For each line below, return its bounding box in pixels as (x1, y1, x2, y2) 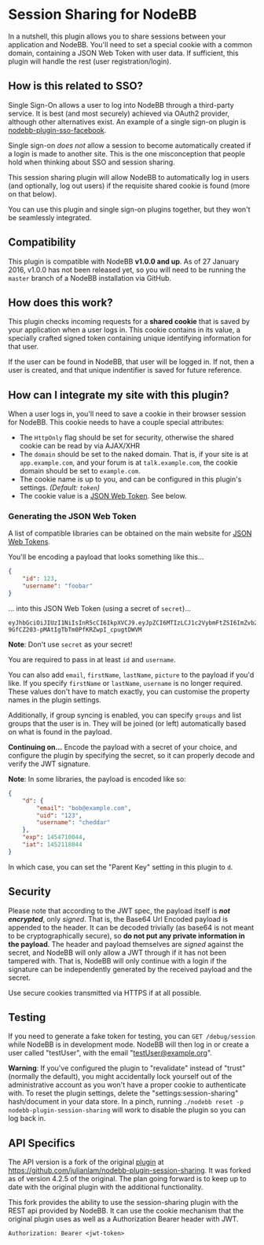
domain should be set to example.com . (19, 466, 141, 476)
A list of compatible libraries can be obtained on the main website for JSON (8, 529, 252, 538)
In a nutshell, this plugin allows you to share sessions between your (8, 31, 226, 41)
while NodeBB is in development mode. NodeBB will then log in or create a (8, 1040, 249, 1049)
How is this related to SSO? (8, 79, 144, 93)
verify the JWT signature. (8, 759, 90, 768)
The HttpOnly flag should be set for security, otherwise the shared (19, 433, 234, 442)
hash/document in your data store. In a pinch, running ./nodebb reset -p (8, 1097, 244, 1107)
